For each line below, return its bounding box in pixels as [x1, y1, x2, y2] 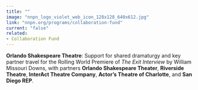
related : [6, 31, 28, 36]
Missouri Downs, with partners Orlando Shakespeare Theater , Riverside [6, 65, 184, 71]
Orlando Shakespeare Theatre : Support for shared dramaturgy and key [6, 52, 181, 59]
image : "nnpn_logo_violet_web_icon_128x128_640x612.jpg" [6, 14, 150, 20]
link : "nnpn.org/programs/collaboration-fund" [6, 19, 123, 25]
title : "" [6, 8, 31, 15]
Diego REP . [6, 77, 34, 84]
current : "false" [6, 25, 49, 31]
